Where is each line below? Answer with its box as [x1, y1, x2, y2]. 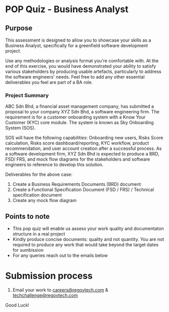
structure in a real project [12, 231, 66, 237]
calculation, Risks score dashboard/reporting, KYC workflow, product [5, 140, 149, 146]
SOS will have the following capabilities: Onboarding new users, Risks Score [5, 135, 163, 141]
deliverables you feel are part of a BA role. [5, 80, 93, 85]
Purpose [5, 24, 33, 32]
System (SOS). [5, 125, 36, 131]
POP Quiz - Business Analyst [5, 4, 129, 15]
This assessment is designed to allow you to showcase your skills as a [5, 37, 151, 43]
